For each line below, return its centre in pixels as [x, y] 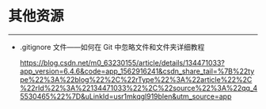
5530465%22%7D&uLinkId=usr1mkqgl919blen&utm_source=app [125, 96]
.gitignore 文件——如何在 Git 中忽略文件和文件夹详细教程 [112, 47]
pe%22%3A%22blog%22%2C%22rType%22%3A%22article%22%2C [136, 79]
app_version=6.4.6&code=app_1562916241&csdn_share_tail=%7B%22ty [137, 71]
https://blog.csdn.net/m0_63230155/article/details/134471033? [122, 62]
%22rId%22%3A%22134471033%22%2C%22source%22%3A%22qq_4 [139, 88]
